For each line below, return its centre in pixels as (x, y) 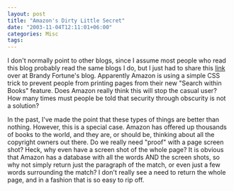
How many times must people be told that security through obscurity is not (117, 98)
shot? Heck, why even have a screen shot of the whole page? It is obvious (116, 150)
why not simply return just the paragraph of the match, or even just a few (114, 165)
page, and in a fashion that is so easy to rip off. (76, 180)
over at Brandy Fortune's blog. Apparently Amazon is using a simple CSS (114, 76)
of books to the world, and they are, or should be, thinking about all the (111, 135)
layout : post (27, 14)
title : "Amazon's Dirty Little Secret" (66, 21)
